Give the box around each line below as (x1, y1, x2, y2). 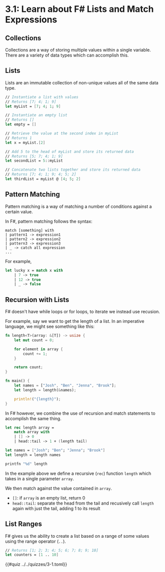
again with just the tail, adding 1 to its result (12, 505, 101, 511)
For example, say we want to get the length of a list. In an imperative (5, 318, 145, 324)
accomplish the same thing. (5, 415, 62, 421)
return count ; (14, 365, 43, 370)
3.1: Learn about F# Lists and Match (5, 3, 154, 15)
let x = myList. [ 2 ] (5, 140, 46, 145)
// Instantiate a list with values (5, 94, 79, 100)
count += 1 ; (23, 351, 48, 356)
